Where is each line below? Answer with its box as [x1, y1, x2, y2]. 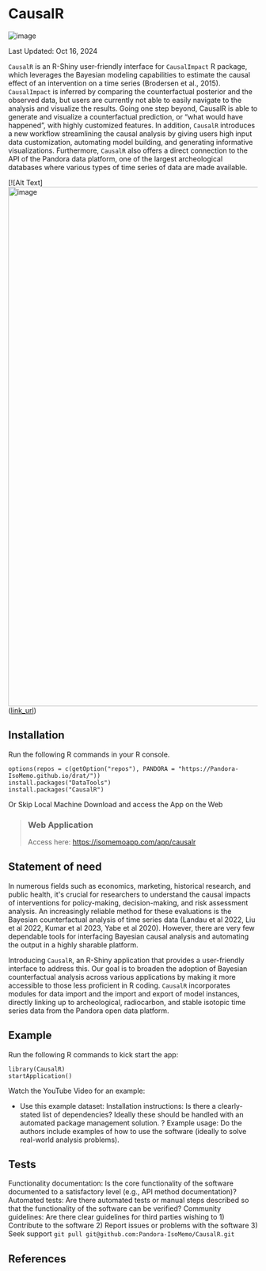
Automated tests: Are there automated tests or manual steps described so [8, 1196, 249, 1205]
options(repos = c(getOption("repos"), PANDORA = [8, 764, 176, 772]
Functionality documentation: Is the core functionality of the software [8, 1178, 234, 1188]
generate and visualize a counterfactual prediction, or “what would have [8, 112, 244, 121]
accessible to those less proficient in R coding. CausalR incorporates [8, 981, 231, 990]
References [8, 1252, 66, 1265]
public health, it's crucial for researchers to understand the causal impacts [8, 890, 251, 899]
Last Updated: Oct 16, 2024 [8, 46, 98, 55]
